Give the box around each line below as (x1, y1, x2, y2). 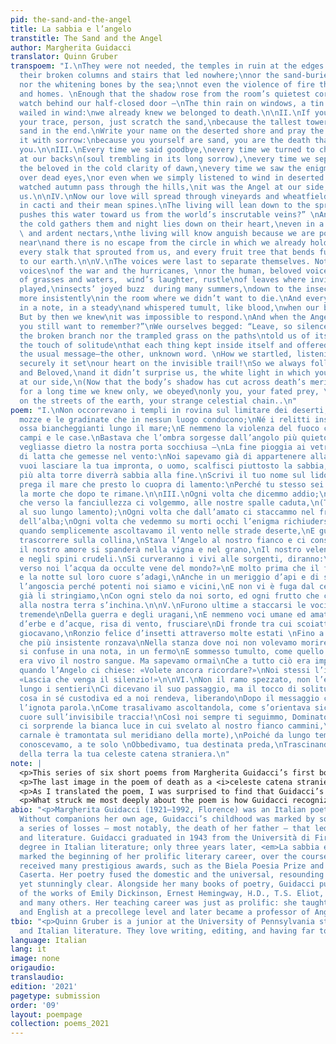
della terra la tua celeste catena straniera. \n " (19, 749, 230, 759)
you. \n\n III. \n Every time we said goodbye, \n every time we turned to (19, 145, 315, 155)
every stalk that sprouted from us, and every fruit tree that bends (19, 247, 315, 257)
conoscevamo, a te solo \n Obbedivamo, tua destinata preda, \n (19, 740, 284, 750)
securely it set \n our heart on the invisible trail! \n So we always (19, 359, 307, 369)
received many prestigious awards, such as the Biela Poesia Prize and (19, 861, 325, 871)
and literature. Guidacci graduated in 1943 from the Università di (19, 832, 311, 843)
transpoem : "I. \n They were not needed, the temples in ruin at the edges (10, 61, 325, 71)
